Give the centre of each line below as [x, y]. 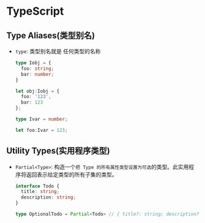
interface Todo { [37, 186]
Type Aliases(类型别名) [51, 35]
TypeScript [35, 11]
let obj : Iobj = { [37, 91]
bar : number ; [38, 74]
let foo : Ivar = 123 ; [41, 130]
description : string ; [49, 197]
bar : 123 [32, 102]
